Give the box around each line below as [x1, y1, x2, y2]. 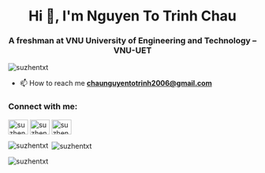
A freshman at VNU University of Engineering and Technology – [8, 35, 257, 46]
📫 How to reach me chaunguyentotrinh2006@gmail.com [19, 79, 212, 88]
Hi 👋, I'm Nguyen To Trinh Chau [28, 7, 237, 25]
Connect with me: [8, 101, 78, 112]
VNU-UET [113, 45, 152, 56]
